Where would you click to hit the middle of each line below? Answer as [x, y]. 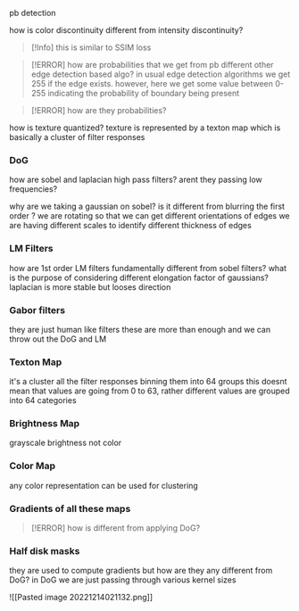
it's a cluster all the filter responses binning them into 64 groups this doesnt [148, 382]
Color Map [33, 466]
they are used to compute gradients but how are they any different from [141, 571]
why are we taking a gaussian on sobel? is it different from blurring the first [147, 206]
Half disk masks [45, 551]
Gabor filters [37, 310]
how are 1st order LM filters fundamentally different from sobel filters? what [148, 268]
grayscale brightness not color [66, 443]
